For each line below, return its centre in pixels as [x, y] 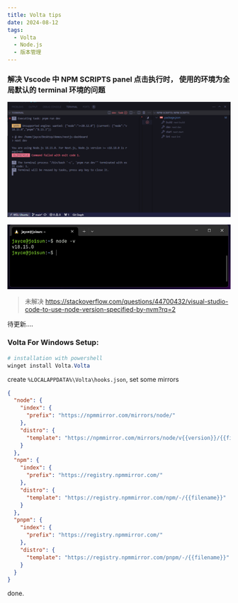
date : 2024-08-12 [33, 22]
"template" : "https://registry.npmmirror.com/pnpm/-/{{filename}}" [128, 557]
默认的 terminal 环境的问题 [60, 90]
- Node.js [28, 45]
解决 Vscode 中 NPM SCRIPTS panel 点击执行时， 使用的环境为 [115, 79]
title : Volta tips [34, 15]
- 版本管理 [28, 52]
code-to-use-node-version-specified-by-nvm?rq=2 [100, 309]
